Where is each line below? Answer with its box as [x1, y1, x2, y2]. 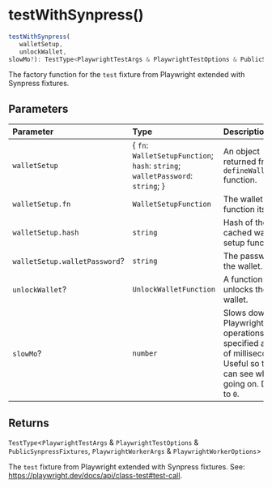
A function [223, 274, 263, 285]
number [132, 349, 158, 358]
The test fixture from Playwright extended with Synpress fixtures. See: [8, 462, 245, 472]
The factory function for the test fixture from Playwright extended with [8, 70, 245, 80]
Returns [8, 416, 50, 430]
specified [223, 338, 259, 349]
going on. [223, 378, 259, 390]
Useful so [223, 358, 260, 369]
